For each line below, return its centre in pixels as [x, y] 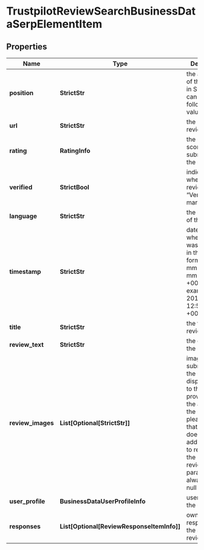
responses [25, 526]
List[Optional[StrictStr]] [95, 423]
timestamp [25, 272]
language [23, 216]
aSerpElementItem [54, 24]
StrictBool [75, 187]
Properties [27, 47]
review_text [27, 345]
